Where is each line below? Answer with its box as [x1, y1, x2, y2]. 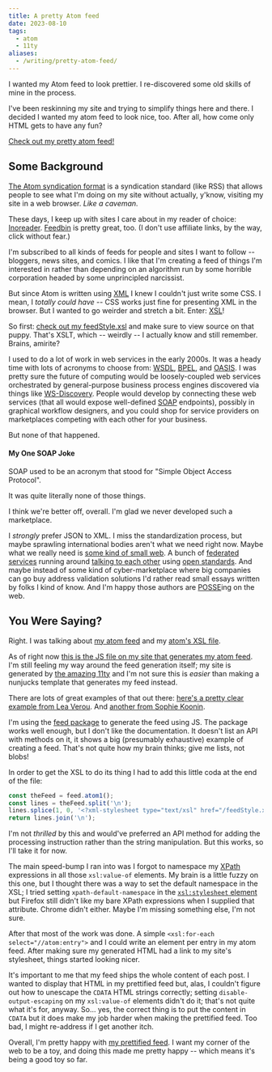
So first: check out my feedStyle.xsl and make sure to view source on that [8, 321, 255, 331]
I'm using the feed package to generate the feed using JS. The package [8, 717, 249, 727]
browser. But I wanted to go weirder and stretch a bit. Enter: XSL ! [8, 305, 225, 316]
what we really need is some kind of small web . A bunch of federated [8, 548, 240, 557]
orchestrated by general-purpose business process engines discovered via [8, 379, 260, 389]
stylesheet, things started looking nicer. [8, 955, 140, 964]
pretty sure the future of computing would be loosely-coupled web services [8, 371, 261, 381]
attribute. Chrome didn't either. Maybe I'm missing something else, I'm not [8, 905, 256, 914]
